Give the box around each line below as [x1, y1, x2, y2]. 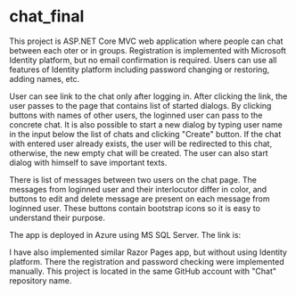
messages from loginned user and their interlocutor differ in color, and [9, 184, 267, 194]
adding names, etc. [9, 73, 80, 84]
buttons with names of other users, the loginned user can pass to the [9, 110, 263, 120]
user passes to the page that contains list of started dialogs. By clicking [9, 100, 272, 111]
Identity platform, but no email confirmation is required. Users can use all [9, 54, 277, 65]
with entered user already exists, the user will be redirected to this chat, [9, 138, 273, 149]
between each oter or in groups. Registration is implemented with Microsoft [9, 45, 287, 55]
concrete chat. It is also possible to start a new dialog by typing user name [9, 119, 283, 130]
